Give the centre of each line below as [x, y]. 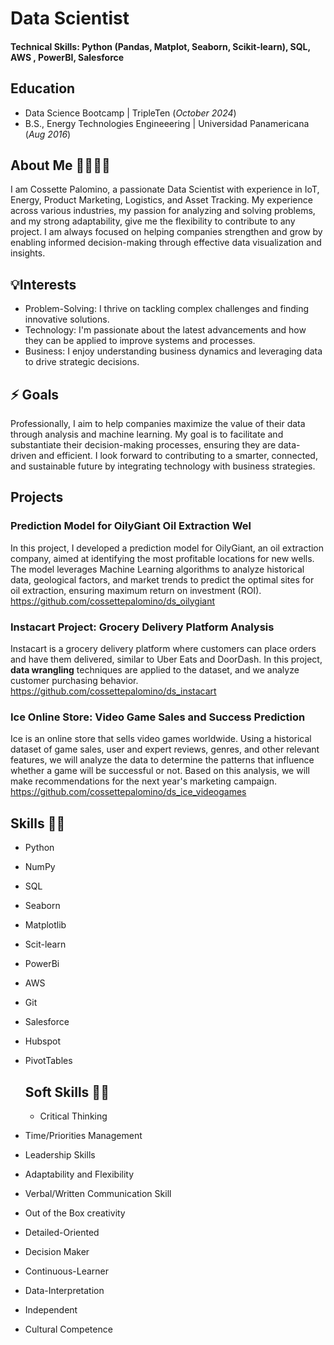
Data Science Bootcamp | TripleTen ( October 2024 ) [130, 113]
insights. [28, 253]
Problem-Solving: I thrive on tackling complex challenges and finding [167, 309]
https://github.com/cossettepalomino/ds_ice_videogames [128, 792]
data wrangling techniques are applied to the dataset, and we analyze [155, 670]
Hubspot [42, 1041]
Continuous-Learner [66, 1271]
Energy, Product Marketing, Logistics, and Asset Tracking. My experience [161, 200]
